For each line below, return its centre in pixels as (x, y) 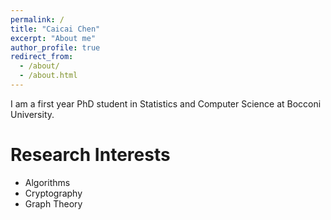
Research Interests (90, 155)
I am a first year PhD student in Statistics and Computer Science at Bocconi (166, 103)
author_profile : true (55, 47)
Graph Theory (53, 203)
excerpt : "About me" (53, 38)
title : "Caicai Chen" (55, 29)
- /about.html (48, 76)
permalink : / (37, 19)
